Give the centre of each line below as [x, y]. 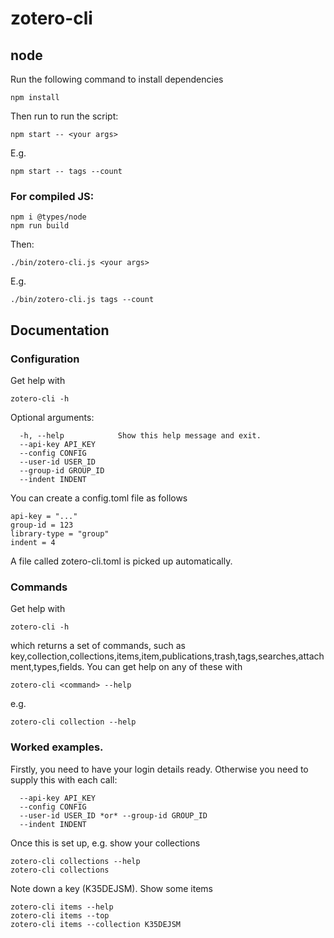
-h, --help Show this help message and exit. [140, 435]
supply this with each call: [64, 779]
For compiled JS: [52, 196]
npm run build [40, 226]
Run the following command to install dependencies [117, 79]
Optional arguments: [52, 417]
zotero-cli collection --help [73, 722]
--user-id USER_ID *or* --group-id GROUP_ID [113, 815]
